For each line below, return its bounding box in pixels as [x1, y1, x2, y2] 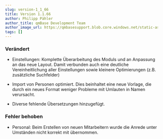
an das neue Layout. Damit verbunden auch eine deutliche [12, 62, 129, 68]
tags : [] [5, 30, 23, 34]
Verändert [5, 46, 30, 52]
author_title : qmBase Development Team [5, 20, 86, 26]
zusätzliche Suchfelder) [12, 72, 60, 78]
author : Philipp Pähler [5, 16, 53, 21]
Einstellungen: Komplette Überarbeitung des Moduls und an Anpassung [12, 57, 155, 62]
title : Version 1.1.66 [5, 12, 51, 16]
